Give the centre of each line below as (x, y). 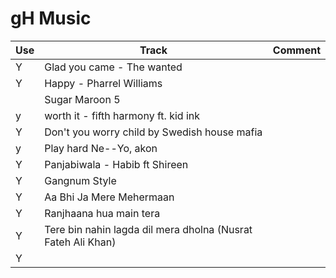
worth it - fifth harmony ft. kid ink (122, 115)
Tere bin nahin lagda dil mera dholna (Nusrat (148, 229)
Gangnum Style (80, 180)
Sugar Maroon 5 (82, 99)
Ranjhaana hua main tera (102, 213)
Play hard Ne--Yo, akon (101, 148)
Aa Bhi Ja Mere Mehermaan (109, 197)
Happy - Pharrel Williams (103, 83)
